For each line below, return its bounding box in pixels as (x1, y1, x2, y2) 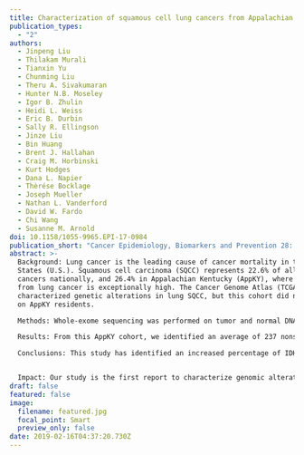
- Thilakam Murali (17, 55, 88, 64)
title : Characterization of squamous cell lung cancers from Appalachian (9, 13, 294, 23)
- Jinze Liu (17, 131, 63, 140)
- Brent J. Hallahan (17, 148, 95, 157)
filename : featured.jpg (17, 407, 107, 416)
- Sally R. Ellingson (17, 123, 100, 132)
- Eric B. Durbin (17, 114, 83, 123)
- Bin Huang (17, 140, 63, 149)
